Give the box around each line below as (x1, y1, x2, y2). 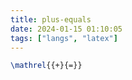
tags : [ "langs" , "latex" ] (10, 33, 118, 43)
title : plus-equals (10, 14, 92, 25)
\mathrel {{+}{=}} (10, 61, 83, 71)
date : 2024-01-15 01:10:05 (10, 24, 123, 34)
